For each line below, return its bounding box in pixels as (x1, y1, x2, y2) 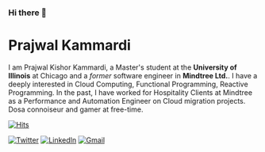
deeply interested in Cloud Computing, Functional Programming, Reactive (8, 79, 248, 89)
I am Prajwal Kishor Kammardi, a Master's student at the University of (8, 63, 237, 72)
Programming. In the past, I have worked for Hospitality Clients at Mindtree (8, 87, 252, 97)
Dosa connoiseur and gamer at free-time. (8, 104, 144, 114)
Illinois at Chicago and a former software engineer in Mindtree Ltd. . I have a (8, 70, 258, 80)
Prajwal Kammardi (8, 36, 131, 55)
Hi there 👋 (8, 7, 48, 18)
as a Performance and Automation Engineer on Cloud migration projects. (8, 96, 246, 105)
